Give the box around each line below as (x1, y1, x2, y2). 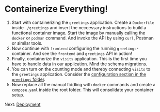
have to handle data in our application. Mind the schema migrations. (11, 61, 147, 67)
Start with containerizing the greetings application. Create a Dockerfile (11, 19, 155, 25)
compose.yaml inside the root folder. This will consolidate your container (11, 87, 154, 93)
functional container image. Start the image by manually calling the (11, 30, 145, 36)
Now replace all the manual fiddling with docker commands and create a (11, 81, 156, 87)
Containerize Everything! (4, 3, 108, 15)
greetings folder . (11, 76, 46, 82)
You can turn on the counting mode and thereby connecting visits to (11, 66, 151, 72)
